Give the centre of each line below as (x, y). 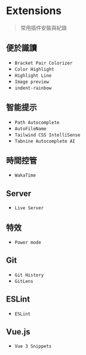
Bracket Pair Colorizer (44, 63)
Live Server (29, 208)
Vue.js (18, 332)
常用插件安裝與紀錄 (44, 28)
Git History (29, 275)
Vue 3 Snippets (33, 346)
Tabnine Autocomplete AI (45, 141)
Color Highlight (34, 69)
